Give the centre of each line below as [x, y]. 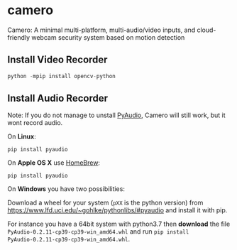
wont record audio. [35, 123]
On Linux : [22, 136]
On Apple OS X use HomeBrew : [54, 163]
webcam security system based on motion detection [108, 37]
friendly [19, 37]
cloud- [206, 30]
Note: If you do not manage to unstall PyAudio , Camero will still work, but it [116, 115]
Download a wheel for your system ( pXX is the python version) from [105, 203]
